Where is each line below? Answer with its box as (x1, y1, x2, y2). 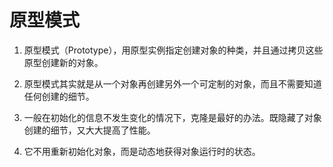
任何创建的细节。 (23, 90, 95, 102)
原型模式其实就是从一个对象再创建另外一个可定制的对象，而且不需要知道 (23, 77, 322, 90)
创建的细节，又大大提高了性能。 (23, 124, 156, 136)
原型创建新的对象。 (23, 56, 104, 68)
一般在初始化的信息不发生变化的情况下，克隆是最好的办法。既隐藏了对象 (23, 111, 322, 123)
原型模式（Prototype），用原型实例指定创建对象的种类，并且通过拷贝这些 (23, 44, 324, 56)
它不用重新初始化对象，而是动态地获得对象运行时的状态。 (23, 145, 261, 157)
